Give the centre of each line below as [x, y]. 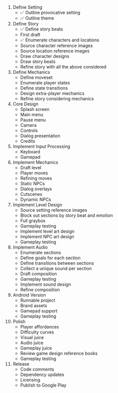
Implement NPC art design [47, 236]
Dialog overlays [36, 189]
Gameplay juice [36, 348]
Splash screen [35, 109]
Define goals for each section [50, 258]
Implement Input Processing [42, 146]
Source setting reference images [54, 210]
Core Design [26, 104]
